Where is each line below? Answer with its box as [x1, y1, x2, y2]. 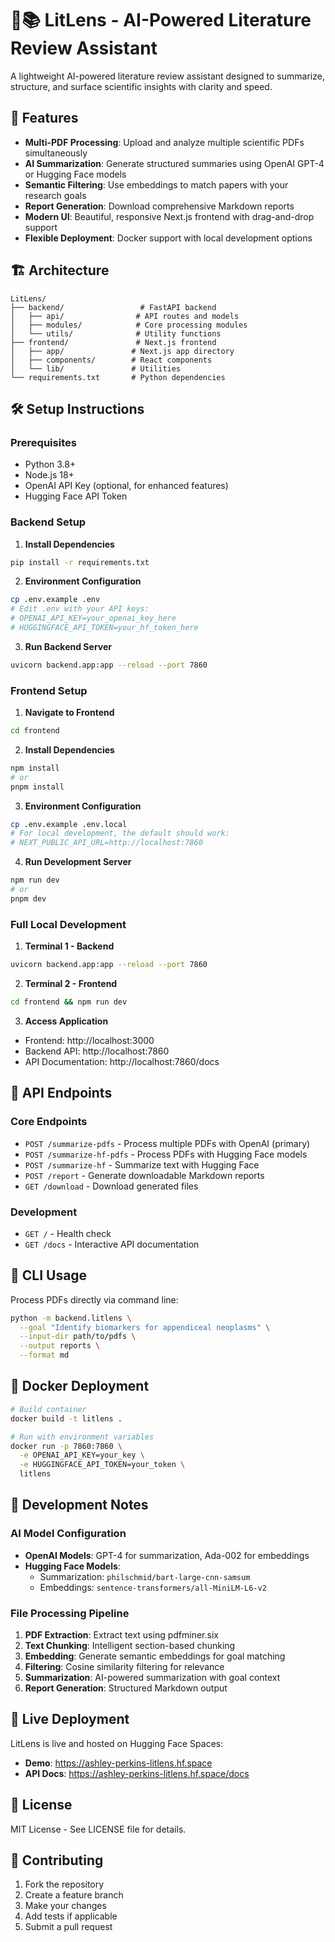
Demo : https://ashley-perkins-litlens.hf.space [24, 1757, 213, 1769]
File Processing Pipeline [10, 1606, 130, 1620]
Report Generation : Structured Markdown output [24, 1682, 228, 1694]
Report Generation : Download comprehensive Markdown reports [24, 200, 295, 212]
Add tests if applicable [24, 1910, 118, 1922]
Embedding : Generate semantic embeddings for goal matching [24, 1650, 286, 1662]
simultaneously [24, 147, 88, 159]
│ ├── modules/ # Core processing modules [10, 320, 248, 330]
